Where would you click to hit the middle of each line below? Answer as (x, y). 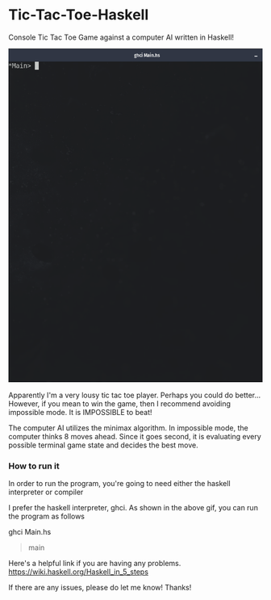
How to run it (34, 466)
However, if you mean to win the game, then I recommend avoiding (120, 403)
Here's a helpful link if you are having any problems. (95, 564)
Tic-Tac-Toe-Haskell (79, 15)
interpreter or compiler (46, 492)
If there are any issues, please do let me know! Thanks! (100, 588)
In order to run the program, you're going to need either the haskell (120, 484)
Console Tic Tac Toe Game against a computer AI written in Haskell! (121, 37)
